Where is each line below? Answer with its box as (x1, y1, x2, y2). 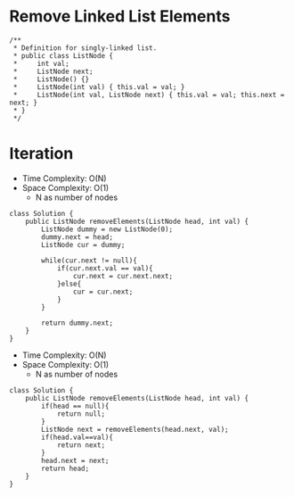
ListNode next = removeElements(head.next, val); (41, 425, 229, 434)
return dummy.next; (41, 319, 114, 327)
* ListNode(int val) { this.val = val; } (12, 82, 185, 91)
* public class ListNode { (12, 51, 114, 60)
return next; (56, 440, 105, 450)
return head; (41, 464, 90, 473)
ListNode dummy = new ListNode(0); (41, 225, 174, 234)
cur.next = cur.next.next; (72, 271, 174, 280)
